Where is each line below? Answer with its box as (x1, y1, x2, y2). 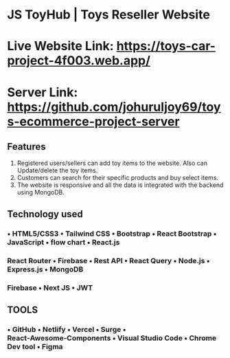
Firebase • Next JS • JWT (7, 282, 93, 292)
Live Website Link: (7, 38, 115, 54)
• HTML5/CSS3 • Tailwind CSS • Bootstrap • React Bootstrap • (7, 229, 218, 238)
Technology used (7, 208, 84, 220)
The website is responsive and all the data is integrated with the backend (16, 181, 224, 189)
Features (7, 141, 46, 153)
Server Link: (7, 85, 78, 100)
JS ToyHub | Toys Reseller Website (7, 7, 211, 23)
